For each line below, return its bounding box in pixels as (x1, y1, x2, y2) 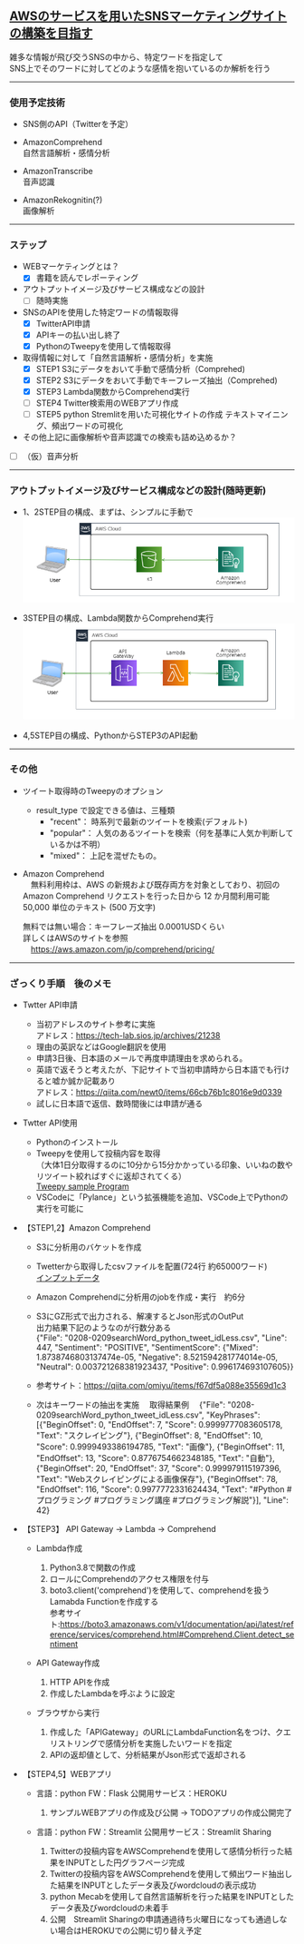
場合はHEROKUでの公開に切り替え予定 (57, 1925, 202, 1936)
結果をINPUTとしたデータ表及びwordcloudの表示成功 (57, 1880, 256, 1890)
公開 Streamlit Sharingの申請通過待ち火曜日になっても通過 (49, 1914, 272, 1925)
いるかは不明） (49, 839, 106, 849)
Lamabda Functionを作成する (49, 1596, 159, 1607)
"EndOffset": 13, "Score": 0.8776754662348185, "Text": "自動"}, (35, 1453, 276, 1464)
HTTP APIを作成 (49, 1677, 110, 1688)
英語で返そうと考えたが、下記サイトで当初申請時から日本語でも (35, 1065, 274, 1075)
